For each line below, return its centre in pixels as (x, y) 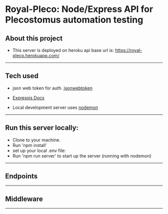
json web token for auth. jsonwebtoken (52, 88)
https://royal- (128, 50)
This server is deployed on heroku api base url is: (63, 50)
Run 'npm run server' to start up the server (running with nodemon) (82, 155)
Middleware (24, 199)
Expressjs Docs (28, 97)
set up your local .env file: (39, 150)
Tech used (22, 76)
